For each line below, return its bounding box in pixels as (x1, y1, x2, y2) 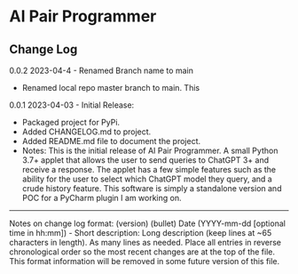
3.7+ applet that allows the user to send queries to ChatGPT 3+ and (21, 155, 270, 165)
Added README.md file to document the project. (21, 136, 201, 146)
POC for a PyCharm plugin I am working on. (21, 193, 182, 203)
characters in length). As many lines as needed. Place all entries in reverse (9, 238, 282, 247)
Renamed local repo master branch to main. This (21, 83, 200, 93)
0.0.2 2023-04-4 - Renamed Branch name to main (9, 65, 193, 76)
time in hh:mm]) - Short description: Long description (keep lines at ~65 (9, 228, 272, 238)
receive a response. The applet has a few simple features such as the (21, 165, 277, 174)
